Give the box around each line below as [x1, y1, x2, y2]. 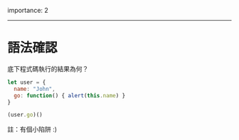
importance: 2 [7, 6, 48, 14]
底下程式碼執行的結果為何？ [7, 64, 89, 73]
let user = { [7, 78, 46, 86]
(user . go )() [7, 112, 43, 119]
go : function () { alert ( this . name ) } [14, 92, 126, 99]
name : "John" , [14, 85, 55, 92]
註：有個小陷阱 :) [7, 125, 58, 134]
